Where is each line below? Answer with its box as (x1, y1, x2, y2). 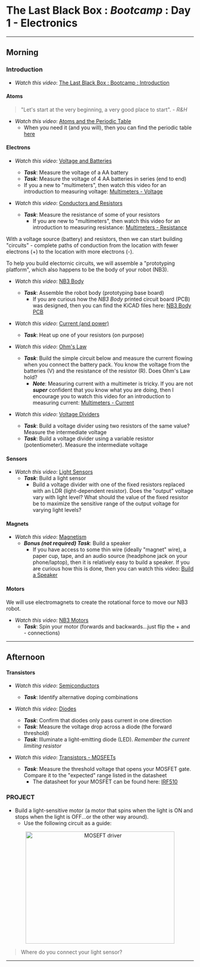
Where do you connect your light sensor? (20, 948, 123, 956)
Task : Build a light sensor (23, 475, 86, 482)
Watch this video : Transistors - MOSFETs (14, 754, 116, 761)
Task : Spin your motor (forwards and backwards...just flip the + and (23, 623, 190, 630)
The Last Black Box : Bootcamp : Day (6, 4, 191, 17)
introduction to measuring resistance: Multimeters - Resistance (32, 224, 187, 231)
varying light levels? (32, 507, 82, 514)
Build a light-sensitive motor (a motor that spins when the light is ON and (14, 807, 193, 814)
